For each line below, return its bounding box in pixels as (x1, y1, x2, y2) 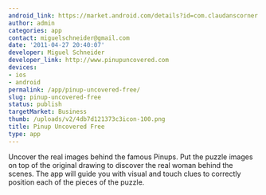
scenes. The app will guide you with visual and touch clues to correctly (8, 169, 241, 178)
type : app (8, 130, 41, 138)
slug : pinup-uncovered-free (8, 93, 102, 101)
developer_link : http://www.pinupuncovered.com (8, 57, 170, 64)
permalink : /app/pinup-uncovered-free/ (8, 85, 141, 94)
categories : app (8, 26, 62, 34)
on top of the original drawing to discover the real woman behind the (8, 160, 233, 170)
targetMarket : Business (8, 108, 88, 116)
